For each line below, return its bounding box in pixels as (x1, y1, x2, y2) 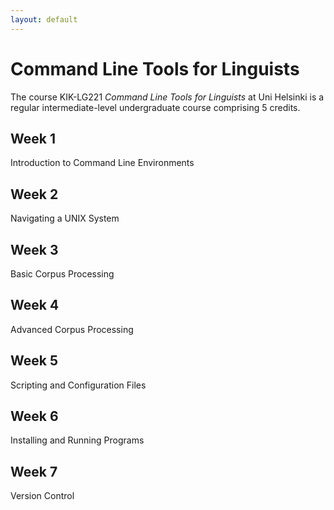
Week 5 (10, 352, 58, 370)
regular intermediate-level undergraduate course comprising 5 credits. (10, 101, 301, 113)
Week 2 (10, 186, 59, 203)
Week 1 (10, 130, 56, 147)
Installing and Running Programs (10, 434, 145, 446)
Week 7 (10, 463, 58, 480)
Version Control (10, 490, 75, 502)
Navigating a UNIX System (10, 212, 120, 225)
